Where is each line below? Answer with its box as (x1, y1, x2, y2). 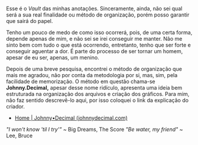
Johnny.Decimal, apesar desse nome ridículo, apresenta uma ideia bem (6, 84, 183, 91)
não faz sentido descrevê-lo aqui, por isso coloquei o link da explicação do (6, 97, 189, 104)
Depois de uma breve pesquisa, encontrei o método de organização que (6, 65, 182, 72)
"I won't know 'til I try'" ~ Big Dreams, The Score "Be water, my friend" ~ (6, 126, 183, 133)
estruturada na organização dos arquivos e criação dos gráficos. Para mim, (6, 91, 190, 97)
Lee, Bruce (6, 132, 33, 139)
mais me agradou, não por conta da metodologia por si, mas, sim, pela (6, 72, 178, 78)
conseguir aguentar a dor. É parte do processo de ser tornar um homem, (6, 48, 183, 55)
